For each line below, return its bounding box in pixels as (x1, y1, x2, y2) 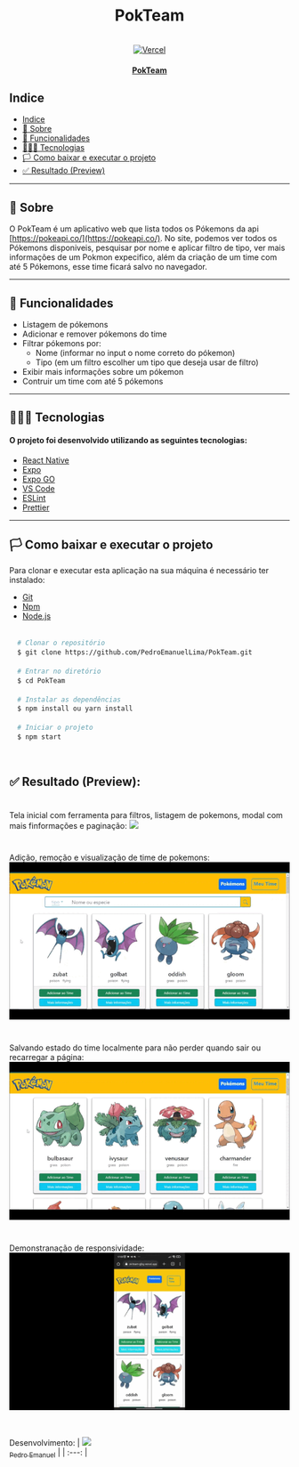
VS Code (21, 482, 55, 494)
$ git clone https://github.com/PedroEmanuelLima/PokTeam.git (17, 648, 253, 657)
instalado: (9, 575, 45, 586)
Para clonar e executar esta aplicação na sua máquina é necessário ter (9, 565, 270, 576)
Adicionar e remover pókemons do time (21, 328, 167, 339)
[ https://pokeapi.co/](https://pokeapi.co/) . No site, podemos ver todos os (9, 233, 278, 244)
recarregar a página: (9, 1052, 85, 1063)
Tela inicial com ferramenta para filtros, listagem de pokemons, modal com (9, 810, 283, 821)
